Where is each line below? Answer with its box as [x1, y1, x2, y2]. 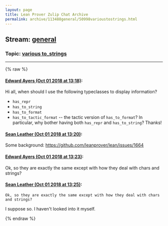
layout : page [5, 7, 32, 12]
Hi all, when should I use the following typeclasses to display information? [5, 88, 157, 95]
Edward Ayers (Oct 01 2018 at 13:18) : [5, 77, 83, 83]
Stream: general [5, 35, 56, 43]
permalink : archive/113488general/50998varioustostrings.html [5, 16, 137, 21]
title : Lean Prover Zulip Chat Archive [5, 12, 88, 17]
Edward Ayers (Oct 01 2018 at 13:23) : [5, 153, 84, 160]
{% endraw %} [5, 215, 36, 221]
